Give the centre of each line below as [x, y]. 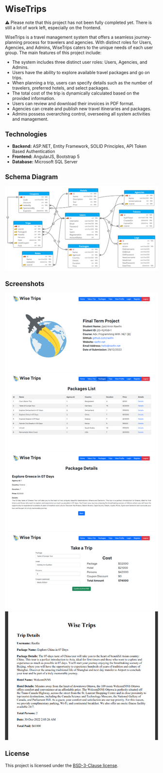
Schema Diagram [32, 177]
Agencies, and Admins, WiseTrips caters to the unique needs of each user [79, 47]
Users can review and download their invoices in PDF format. [73, 103]
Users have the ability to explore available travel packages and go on [81, 72]
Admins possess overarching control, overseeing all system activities [81, 114]
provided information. [34, 98]
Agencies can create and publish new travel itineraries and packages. [82, 109]
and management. [30, 119]
